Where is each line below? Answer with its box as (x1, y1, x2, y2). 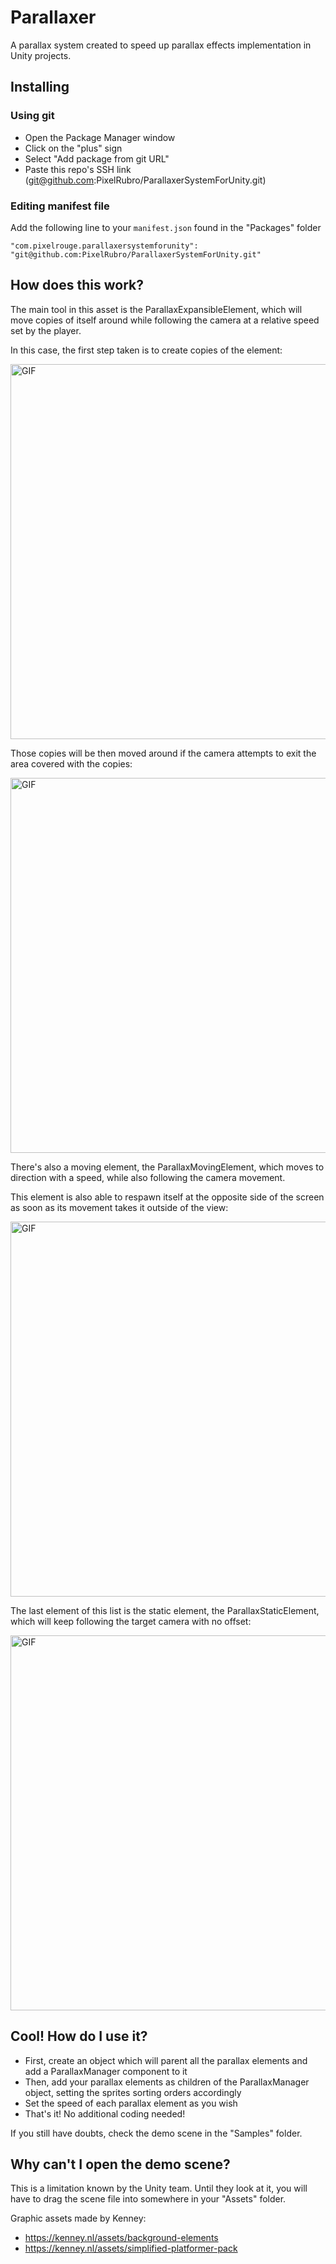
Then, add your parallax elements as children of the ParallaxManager (24, 2076, 310, 2088)
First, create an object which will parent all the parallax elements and (24, 2054, 308, 2066)
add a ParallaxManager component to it (24, 2065, 188, 2077)
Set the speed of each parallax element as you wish (24, 2097, 238, 2109)
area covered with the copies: (10, 757, 133, 770)
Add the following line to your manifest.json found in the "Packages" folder (10, 221, 322, 233)
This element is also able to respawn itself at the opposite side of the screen (10, 1191, 325, 1203)
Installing (10, 79, 70, 96)
